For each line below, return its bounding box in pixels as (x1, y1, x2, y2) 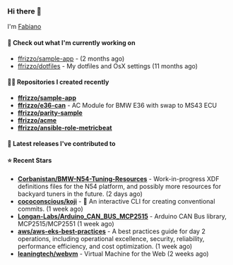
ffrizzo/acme (17, 116, 57, 124)
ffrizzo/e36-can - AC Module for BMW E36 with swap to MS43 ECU (17, 101, 217, 109)
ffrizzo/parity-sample (17, 109, 83, 117)
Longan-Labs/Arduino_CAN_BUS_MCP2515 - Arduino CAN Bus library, (17, 211, 227, 221)
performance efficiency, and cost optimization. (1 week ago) (17, 242, 193, 250)
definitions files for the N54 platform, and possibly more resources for (17, 182, 221, 190)
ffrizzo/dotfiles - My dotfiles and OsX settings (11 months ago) (17, 61, 198, 70)
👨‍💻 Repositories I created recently (7, 78, 109, 87)
